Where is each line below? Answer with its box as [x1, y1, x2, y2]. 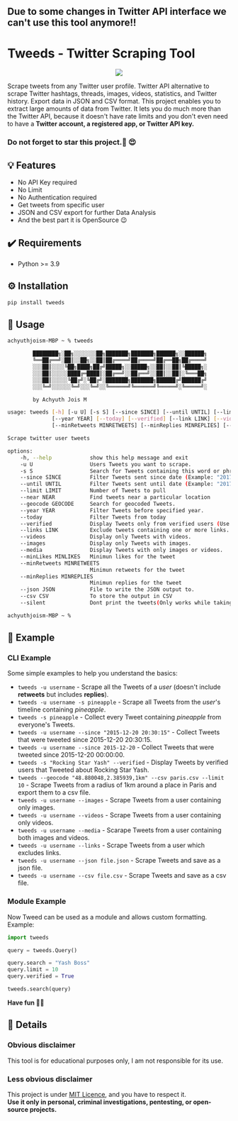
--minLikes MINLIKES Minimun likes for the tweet [20, 553, 176, 560]
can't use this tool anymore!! [7, 17, 137, 29]
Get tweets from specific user [17, 201, 105, 209]
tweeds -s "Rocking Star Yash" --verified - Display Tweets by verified [17, 758, 229, 767]
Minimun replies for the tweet [89, 580, 182, 587]
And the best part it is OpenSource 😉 [17, 216, 127, 224]
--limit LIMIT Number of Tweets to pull [20, 487, 166, 495]
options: [7, 447, 33, 455]
